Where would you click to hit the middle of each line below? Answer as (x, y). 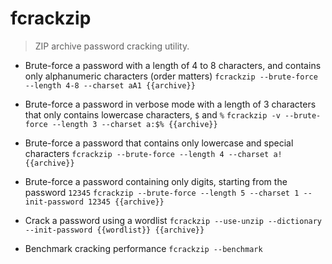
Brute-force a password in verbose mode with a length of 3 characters (170, 104)
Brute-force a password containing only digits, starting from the (156, 181)
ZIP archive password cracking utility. (112, 46)
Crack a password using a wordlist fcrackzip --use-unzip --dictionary (173, 220)
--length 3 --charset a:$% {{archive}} (134, 124)
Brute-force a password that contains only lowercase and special (159, 143)
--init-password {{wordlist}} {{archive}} (114, 230)
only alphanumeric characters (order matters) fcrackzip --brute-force (171, 76)
